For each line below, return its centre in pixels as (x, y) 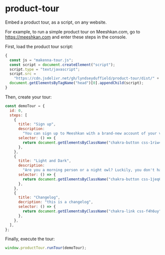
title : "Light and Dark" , (44, 161)
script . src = (23, 74)
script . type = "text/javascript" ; (45, 69)
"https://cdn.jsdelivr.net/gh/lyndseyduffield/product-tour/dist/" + (87, 79)
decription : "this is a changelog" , (55, 202)
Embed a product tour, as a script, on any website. (56, 22)
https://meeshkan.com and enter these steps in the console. (66, 37)
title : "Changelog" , (39, 197)
